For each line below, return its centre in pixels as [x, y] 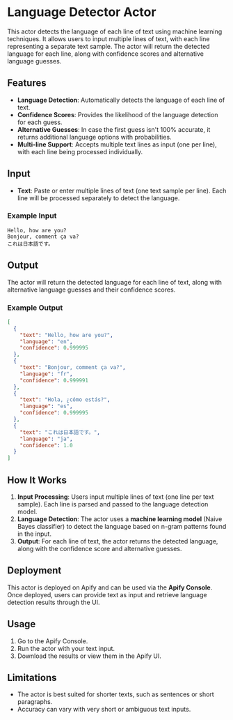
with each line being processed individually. [80, 151]
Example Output [35, 308]
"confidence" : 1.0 [46, 445]
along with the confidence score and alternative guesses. [99, 549]
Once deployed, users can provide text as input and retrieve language [107, 594]
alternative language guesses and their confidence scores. [91, 290]
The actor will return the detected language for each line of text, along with [115, 282]
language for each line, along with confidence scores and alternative [105, 54]
